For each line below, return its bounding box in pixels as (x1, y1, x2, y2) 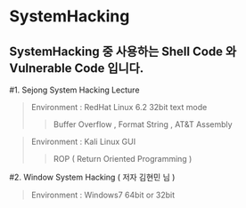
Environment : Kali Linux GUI (30, 136, 136, 147)
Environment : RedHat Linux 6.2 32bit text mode (30, 102, 208, 112)
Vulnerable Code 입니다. (9, 60, 144, 76)
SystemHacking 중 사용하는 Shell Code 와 (9, 44, 237, 59)
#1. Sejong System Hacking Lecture (9, 84, 140, 95)
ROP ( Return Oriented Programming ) (53, 154, 193, 164)
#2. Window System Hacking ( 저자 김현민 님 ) (9, 172, 176, 182)
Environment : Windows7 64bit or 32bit (30, 189, 176, 200)
